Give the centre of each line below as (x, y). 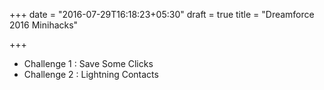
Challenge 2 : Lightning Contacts (91, 74)
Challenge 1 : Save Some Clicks (88, 63)
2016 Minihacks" (44, 25)
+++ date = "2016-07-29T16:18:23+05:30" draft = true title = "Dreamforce (162, 14)
